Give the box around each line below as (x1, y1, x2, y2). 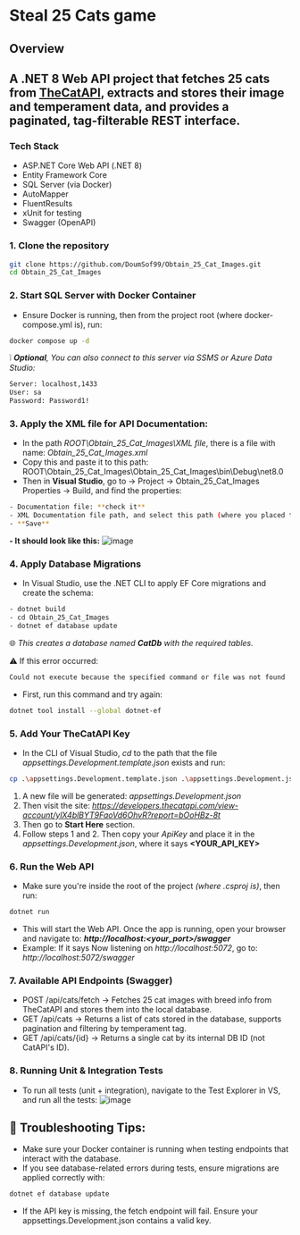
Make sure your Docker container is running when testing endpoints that (21, 1144, 289, 1155)
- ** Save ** (9, 519, 50, 528)
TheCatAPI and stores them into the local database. (21, 1004, 212, 1015)
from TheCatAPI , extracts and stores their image (9, 85, 285, 100)
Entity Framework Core (21, 170, 107, 181)
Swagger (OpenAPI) (21, 217, 96, 228)
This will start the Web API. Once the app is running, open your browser (21, 924, 287, 935)
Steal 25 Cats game (9, 5, 156, 26)
